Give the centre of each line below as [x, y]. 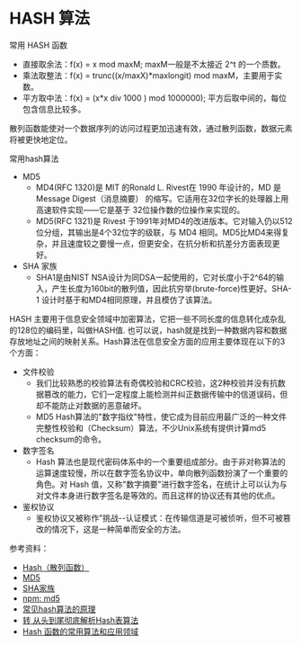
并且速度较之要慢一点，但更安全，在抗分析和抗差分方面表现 [162, 243]
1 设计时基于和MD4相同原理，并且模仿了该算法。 [126, 300]
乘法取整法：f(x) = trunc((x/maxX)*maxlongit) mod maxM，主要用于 [148, 75]
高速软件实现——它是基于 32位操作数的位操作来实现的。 [140, 210]
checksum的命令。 [71, 439]
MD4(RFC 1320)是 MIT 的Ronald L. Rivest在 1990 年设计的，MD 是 [158, 187]
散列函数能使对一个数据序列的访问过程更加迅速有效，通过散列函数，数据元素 [151, 128]
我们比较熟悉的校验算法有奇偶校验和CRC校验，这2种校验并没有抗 [157, 382]
